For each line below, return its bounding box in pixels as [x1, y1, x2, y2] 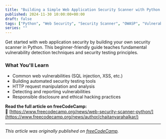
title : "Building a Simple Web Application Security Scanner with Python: [5, 7, 163, 12]
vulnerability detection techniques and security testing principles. [5, 50, 138, 56]
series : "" [5, 26, 28, 31]
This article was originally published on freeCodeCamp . [5, 128, 119, 134]
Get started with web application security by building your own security [5, 39, 151, 45]
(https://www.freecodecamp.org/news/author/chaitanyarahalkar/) [5, 114, 139, 120]
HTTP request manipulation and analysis [12, 83, 95, 89]
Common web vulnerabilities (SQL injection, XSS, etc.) [12, 73, 123, 79]
